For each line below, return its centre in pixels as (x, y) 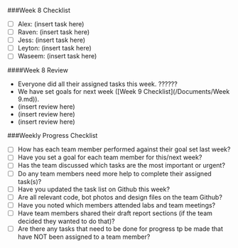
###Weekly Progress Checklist (53, 136)
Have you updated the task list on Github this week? (94, 189)
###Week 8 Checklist (39, 10)
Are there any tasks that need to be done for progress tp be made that (120, 228)
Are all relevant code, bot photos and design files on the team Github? (120, 197)
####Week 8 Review (38, 70)
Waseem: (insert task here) (57, 56)
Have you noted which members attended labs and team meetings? (117, 205)
